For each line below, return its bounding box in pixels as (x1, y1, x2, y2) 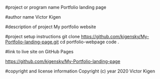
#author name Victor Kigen (5, 14, 61, 20)
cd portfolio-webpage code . (60, 39, 119, 45)
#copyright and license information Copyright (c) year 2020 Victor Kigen (5, 68, 155, 74)
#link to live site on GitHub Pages (5, 49, 74, 54)
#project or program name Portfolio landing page (5, 5, 106, 10)
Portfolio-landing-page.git (5, 39, 59, 45)
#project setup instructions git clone (5, 34, 80, 39)
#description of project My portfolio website (5, 24, 96, 30)
